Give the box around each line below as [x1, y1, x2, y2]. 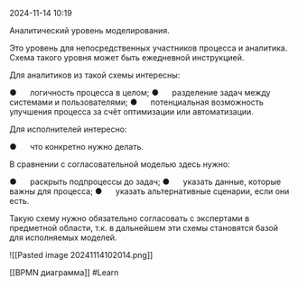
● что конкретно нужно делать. [9, 142, 144, 152]
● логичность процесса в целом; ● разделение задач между [9, 88, 271, 97]
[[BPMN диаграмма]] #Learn [9, 267, 119, 278]
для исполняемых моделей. [9, 232, 117, 243]
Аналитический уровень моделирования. [9, 25, 170, 35]
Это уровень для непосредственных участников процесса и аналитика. [9, 42, 288, 53]
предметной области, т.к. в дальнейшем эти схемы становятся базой [9, 223, 278, 233]
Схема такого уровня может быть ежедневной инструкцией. [9, 52, 245, 62]
